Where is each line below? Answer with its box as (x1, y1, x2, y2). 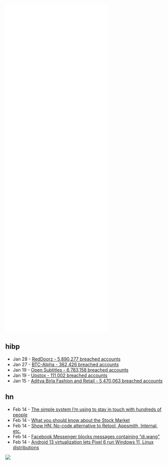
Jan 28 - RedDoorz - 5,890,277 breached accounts (12, 356, 121, 362)
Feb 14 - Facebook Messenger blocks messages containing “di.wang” (12, 433, 160, 439)
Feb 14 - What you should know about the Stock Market (12, 417, 130, 423)
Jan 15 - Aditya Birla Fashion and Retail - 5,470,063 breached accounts (12, 377, 163, 383)
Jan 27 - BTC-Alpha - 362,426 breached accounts (12, 361, 119, 368)
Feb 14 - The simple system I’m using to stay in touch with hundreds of (12, 406, 162, 412)
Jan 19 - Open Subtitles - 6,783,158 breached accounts (12, 367, 129, 373)
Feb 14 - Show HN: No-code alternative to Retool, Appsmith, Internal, (12, 422, 158, 429)
